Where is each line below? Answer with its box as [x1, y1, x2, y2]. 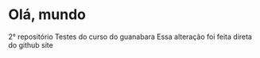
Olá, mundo [8, 6, 86, 24]
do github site [8, 40, 53, 49]
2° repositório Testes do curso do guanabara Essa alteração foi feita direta [8, 32, 253, 41]
